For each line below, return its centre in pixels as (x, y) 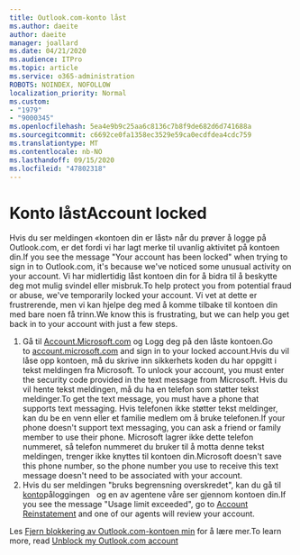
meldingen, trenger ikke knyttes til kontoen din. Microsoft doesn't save (152, 457)
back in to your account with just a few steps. (94, 324)
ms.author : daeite (44, 26)
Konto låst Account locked (108, 213)
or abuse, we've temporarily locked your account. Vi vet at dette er (133, 296)
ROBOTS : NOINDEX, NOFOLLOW (60, 85)
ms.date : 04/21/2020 (48, 51)
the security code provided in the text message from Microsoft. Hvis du (155, 380)
